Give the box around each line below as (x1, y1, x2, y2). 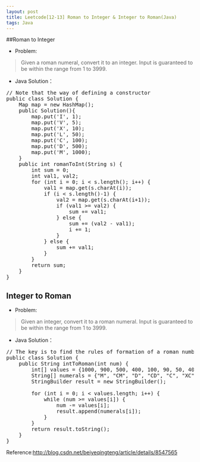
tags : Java (6, 20, 33, 26)
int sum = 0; (31, 167, 70, 174)
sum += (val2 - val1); (68, 221, 135, 227)
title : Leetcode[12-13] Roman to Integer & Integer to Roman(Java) (6, 14, 177, 20)
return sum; (31, 262, 67, 269)
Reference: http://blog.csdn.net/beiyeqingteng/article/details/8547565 (6, 449, 177, 456)
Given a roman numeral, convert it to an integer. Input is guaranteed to (20, 59, 193, 66)
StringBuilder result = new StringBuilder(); (31, 378, 167, 385)
